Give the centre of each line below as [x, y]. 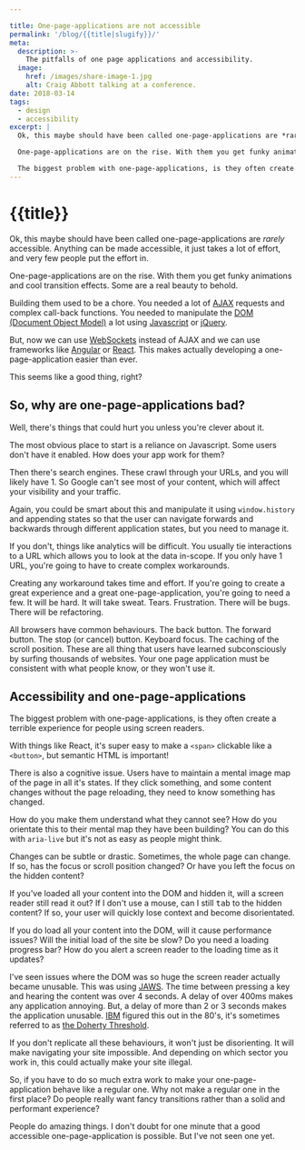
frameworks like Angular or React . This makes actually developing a [136, 349]
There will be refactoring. [57, 612]
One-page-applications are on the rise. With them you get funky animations [151, 275]
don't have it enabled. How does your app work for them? [117, 455]
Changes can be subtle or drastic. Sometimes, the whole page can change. [150, 856]
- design [34, 110]
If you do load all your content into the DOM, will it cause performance [141, 930]
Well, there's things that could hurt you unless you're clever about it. [137, 427]
